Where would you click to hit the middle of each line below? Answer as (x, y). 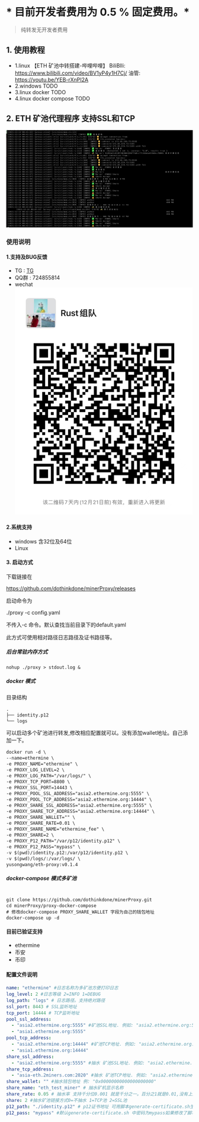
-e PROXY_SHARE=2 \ (30, 835)
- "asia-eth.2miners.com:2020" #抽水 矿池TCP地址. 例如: (80, 1075)
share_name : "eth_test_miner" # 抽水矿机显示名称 (65, 1088)
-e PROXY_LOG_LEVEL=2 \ (36, 770)
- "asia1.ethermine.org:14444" (50, 1050)
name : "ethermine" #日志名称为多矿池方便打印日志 (62, 988)
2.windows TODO (36, 86)
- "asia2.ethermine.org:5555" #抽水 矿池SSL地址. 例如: (78, 1063)
